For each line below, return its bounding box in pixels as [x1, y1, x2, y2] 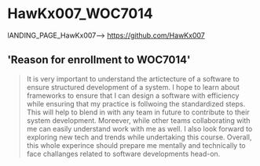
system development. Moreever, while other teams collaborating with [26, 115, 251, 125]
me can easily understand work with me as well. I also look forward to [26, 124, 253, 133]
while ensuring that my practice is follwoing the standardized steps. [26, 99, 246, 108]
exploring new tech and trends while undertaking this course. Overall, [26, 132, 252, 142]
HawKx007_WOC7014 [7, 5, 154, 23]
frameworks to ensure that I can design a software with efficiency [26, 91, 240, 100]
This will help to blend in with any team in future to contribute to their [26, 107, 250, 117]
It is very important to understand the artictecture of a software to [26, 74, 240, 83]
